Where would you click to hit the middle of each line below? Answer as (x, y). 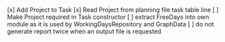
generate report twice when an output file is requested (84, 31)
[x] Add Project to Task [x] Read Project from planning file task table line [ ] (113, 10)
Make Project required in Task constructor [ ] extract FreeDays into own (108, 17)
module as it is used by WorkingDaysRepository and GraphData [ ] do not (110, 24)
